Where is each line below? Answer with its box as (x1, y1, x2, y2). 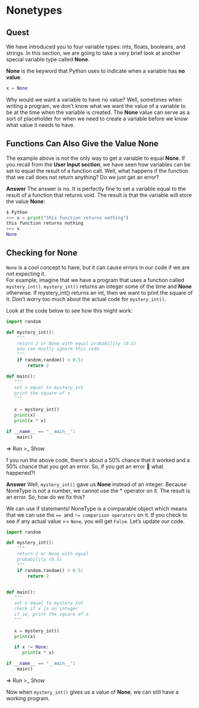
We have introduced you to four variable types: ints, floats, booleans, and (6, 43, 186, 50)
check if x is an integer (14, 606, 78, 612)
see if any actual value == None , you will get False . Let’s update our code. (6, 517, 185, 525)
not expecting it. (6, 270, 46, 277)
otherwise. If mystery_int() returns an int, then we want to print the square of (6, 289, 193, 296)
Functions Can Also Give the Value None (6, 138, 159, 149)
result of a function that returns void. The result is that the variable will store (6, 191, 192, 199)
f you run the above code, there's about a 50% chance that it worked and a (6, 456, 190, 463)
